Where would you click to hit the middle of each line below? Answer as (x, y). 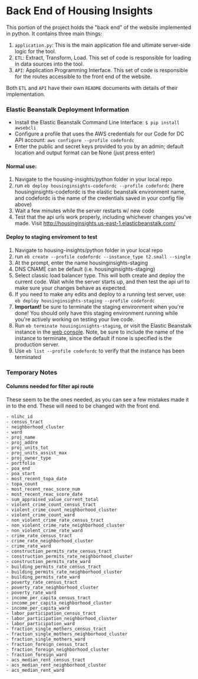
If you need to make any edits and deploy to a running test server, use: (100, 294)
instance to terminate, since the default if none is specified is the (93, 338)
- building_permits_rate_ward (43, 577)
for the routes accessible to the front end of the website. (83, 76)
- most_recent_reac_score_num (43, 489)
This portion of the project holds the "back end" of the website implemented (99, 27)
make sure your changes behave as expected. (71, 287)
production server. (37, 344)
